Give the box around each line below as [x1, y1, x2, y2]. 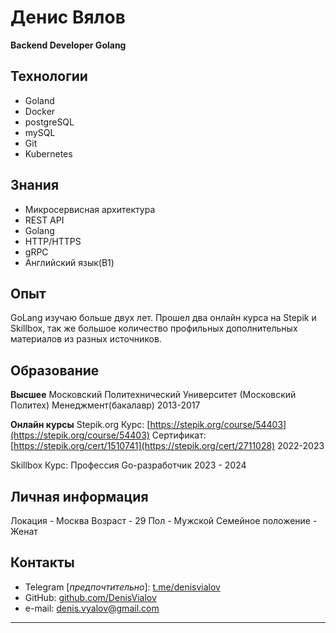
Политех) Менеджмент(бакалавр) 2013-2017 [10, 399, 201, 411]
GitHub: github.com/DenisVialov [24, 591, 157, 603]
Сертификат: [151, 429, 207, 441]
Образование [10, 362, 100, 379]
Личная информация [10, 488, 149, 505]
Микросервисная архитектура [24, 203, 156, 215]
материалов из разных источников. [10, 333, 162, 345]
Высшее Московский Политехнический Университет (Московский [10, 389, 297, 401]
